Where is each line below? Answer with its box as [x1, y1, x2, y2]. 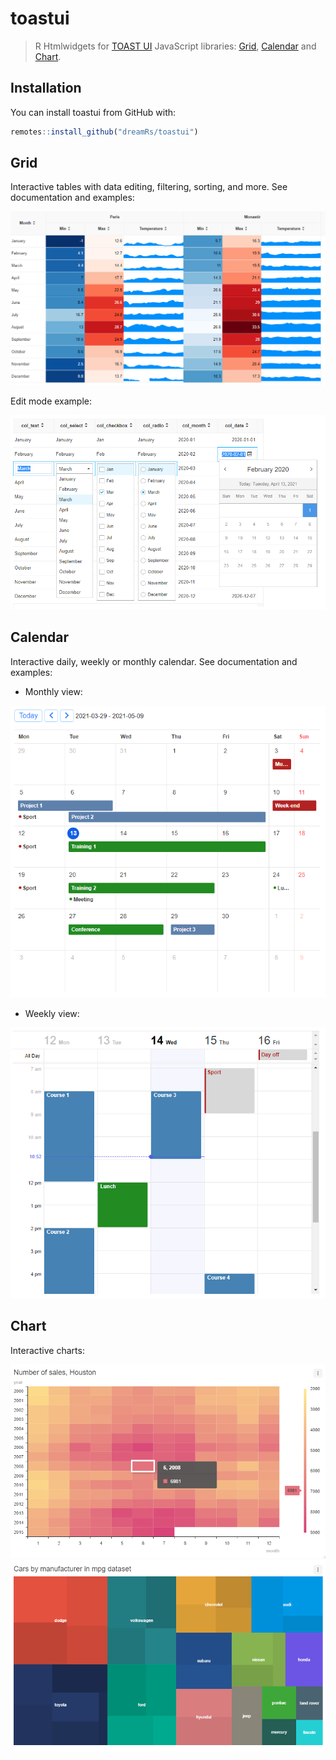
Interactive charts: [10, 1344, 85, 1356]
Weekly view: [24, 1008, 80, 1020]
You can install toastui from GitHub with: [10, 106, 177, 118]
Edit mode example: [10, 395, 92, 407]
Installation [10, 80, 82, 97]
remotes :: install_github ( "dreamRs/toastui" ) [10, 127, 199, 137]
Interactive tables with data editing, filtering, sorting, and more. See [10, 181, 288, 193]
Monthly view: [24, 685, 83, 697]
